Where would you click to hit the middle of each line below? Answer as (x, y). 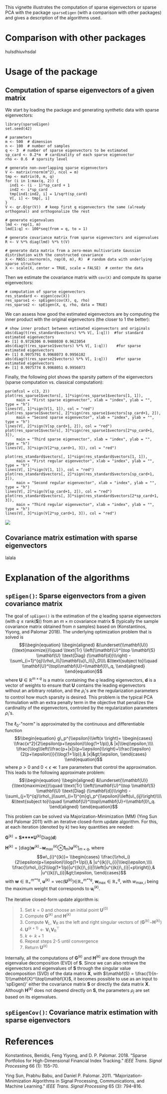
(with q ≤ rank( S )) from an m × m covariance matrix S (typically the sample (82, 621)
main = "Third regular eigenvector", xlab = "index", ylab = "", (85, 504)
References (29, 1041)
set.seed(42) (19, 128)
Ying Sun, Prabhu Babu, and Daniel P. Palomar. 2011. (59, 1076)
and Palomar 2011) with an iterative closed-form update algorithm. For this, (82, 822)
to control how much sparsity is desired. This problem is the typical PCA (79, 697)
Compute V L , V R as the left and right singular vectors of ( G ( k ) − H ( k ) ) (93, 922)
